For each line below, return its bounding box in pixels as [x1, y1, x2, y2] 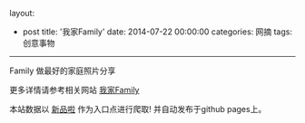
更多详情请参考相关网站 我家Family [9, 85, 140, 95]
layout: [9, 8, 34, 18]
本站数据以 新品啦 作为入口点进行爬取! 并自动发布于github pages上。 [9, 104, 267, 114]
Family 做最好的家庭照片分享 [9, 65, 116, 76]
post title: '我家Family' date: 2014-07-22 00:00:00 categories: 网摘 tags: [22, 26, 293, 37]
